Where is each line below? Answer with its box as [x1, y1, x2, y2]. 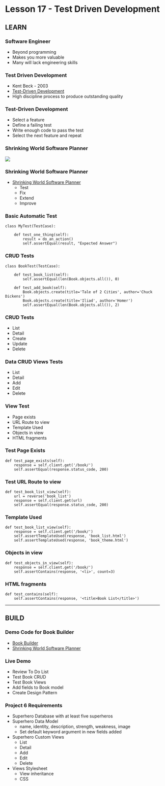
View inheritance [19, 771, 54, 777]
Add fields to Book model [12, 684, 64, 690]
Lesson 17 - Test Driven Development [5, 3, 160, 15]
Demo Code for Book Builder [5, 629, 75, 636]
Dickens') [5, 294, 26, 299]
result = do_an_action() [23, 237, 74, 242]
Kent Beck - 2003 [12, 83, 48, 89]
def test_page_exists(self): [5, 458, 65, 463]
